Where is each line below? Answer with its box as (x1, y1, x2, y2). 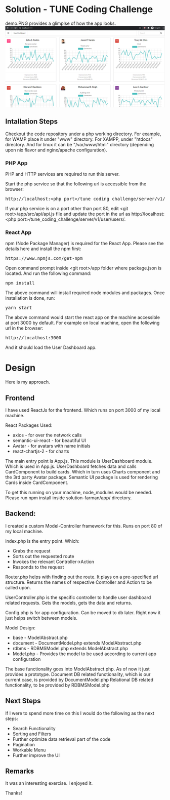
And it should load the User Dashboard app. (5, 344, 97, 350)
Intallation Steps (5, 117, 58, 126)
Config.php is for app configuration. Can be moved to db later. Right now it (5, 609, 161, 616)
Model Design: (5, 624, 36, 631)
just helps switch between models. (5, 615, 77, 621)
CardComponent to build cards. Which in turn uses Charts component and (5, 469, 160, 475)
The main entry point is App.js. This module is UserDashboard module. (5, 458, 153, 464)
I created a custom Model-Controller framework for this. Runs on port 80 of (5, 523, 162, 529)
